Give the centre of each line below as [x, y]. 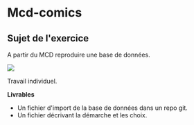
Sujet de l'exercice [48, 38]
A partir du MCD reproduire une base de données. [79, 55]
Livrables [21, 94]
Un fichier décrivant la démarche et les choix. [82, 115]
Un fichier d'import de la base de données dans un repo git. [103, 108]
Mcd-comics [45, 13]
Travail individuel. [32, 81]
